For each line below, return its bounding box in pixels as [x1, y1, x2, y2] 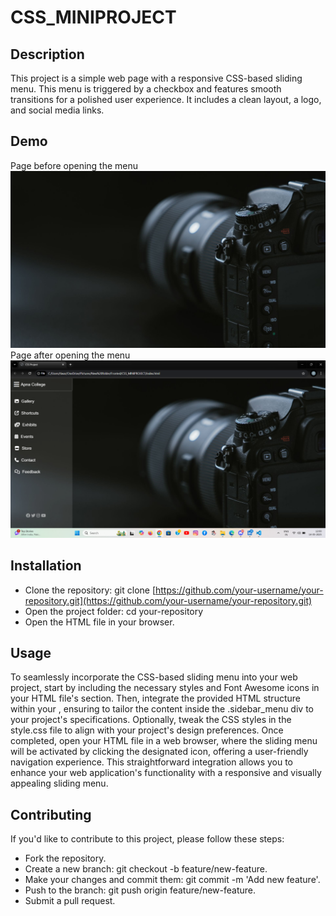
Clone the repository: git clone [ [24, 584, 157, 596]
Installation [10, 557, 82, 575]
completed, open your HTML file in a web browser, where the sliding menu [10, 735, 318, 747]
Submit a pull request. [24, 895, 116, 907]
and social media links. [10, 104, 105, 116]
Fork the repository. [24, 852, 107, 865]
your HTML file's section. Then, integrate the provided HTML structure [10, 692, 301, 705]
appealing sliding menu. [10, 777, 109, 790]
